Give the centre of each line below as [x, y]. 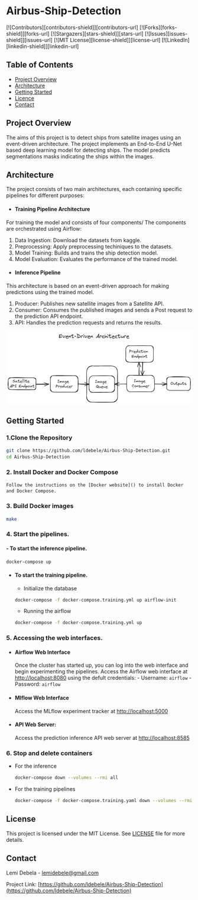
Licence [24, 98]
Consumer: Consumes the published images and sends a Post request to [103, 310]
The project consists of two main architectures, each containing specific [94, 189]
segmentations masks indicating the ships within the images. [80, 156]
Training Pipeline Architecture [52, 209]
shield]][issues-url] [30, 40]
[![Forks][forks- [158, 27]
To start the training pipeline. [51, 575]
